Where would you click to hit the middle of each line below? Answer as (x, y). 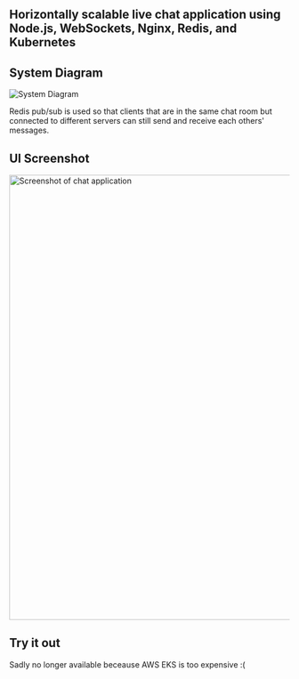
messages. (29, 130)
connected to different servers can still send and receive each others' (137, 121)
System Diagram (57, 73)
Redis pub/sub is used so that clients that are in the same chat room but (141, 111)
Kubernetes (43, 42)
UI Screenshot (49, 158)
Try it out (35, 643)
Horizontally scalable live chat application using (145, 15)
